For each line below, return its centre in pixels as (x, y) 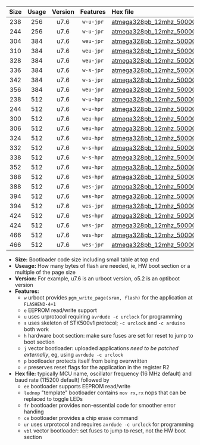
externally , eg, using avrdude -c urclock (74, 355)
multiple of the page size (45, 272)
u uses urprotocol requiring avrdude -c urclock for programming (103, 316)
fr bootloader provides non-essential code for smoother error (99, 405)
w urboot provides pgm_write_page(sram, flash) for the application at (108, 297)
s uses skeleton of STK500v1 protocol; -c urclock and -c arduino (104, 323)
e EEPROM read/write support (60, 310)
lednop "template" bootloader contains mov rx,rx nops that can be (105, 393)
